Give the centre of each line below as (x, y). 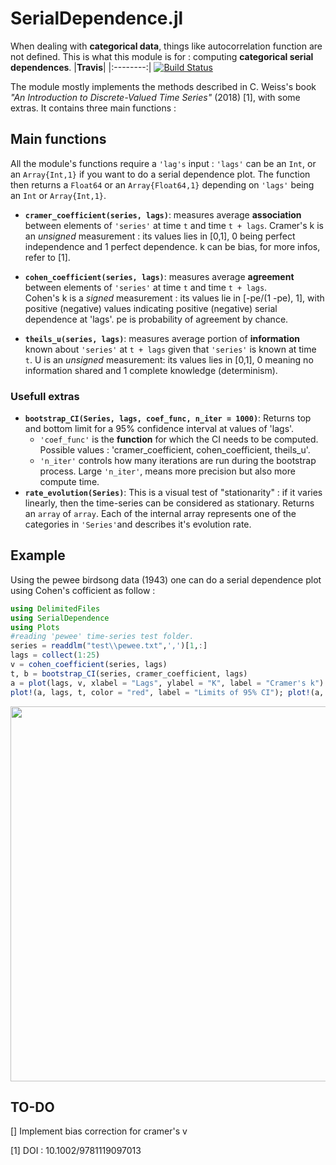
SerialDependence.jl (97, 18)
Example (38, 555)
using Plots (35, 627)
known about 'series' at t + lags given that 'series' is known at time (170, 349)
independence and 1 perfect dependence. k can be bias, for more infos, (172, 246)
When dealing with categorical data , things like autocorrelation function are (166, 46)
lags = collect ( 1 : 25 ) (55, 655)
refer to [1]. (47, 257)
